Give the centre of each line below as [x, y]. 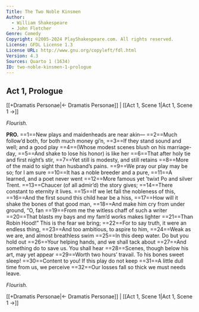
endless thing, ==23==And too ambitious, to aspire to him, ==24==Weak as [99, 229]
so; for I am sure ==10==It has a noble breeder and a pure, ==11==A [89, 172]
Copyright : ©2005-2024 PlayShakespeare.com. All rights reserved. [90, 39]
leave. [14, 273]
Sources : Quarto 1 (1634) [38, 61]
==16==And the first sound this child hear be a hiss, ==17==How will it [92, 198]
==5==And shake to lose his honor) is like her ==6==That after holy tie [104, 154]
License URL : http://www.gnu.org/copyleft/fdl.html [71, 51]
